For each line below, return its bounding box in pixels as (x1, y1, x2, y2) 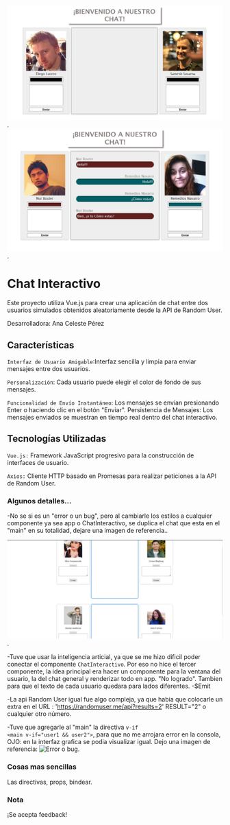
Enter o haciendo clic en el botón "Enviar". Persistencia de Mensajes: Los (7, 405, 214, 414)
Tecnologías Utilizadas (7, 433, 107, 444)
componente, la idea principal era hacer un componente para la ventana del (7, 667, 221, 675)
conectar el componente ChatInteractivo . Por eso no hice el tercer (7, 660, 196, 669)
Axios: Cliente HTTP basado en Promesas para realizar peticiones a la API (7, 472, 217, 480)
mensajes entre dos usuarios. (7, 364, 90, 372)
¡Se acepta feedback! (7, 811, 68, 818)
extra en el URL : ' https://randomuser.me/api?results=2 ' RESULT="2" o (7, 702, 207, 711)
